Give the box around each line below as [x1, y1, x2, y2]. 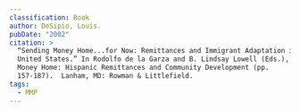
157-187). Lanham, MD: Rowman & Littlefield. [17, 72, 194, 81]
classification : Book [9, 13, 90, 22]
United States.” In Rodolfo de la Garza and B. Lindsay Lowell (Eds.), [17, 55, 290, 64]
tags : [9, 80, 29, 89]
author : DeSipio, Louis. [9, 21, 102, 30]
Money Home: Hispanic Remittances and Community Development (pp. [17, 64, 270, 73]
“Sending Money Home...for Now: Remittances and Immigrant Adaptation [17, 47, 286, 55]
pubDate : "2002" [9, 30, 70, 38]
